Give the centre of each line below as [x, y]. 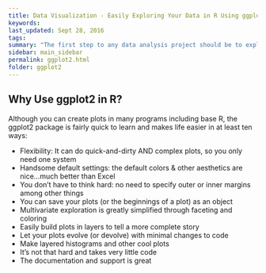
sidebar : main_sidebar [46, 52]
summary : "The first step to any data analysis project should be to [125, 45]
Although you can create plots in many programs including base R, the [123, 118]
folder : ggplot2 [35, 67]
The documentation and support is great [85, 260]
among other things [52, 193]
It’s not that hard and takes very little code [88, 252]
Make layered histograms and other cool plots [95, 244]
